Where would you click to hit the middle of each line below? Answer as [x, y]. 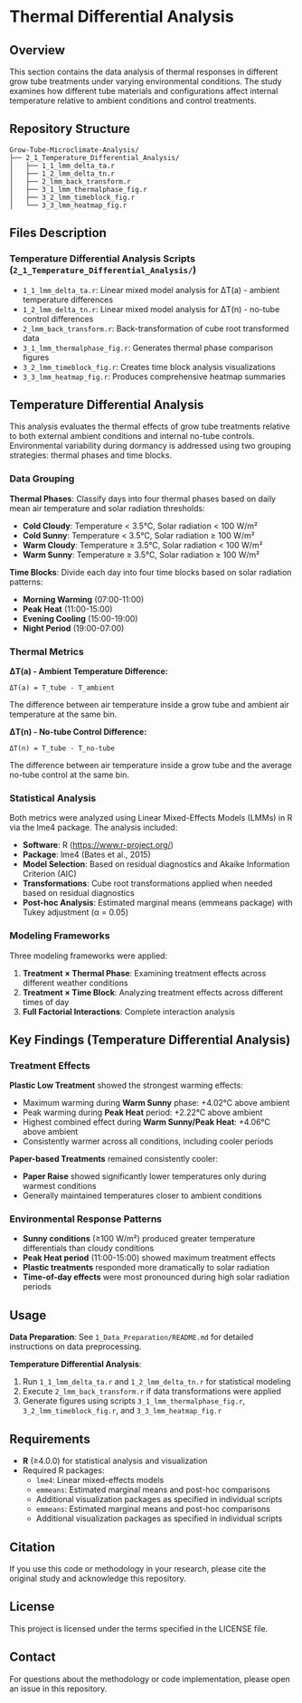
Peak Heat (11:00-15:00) [67, 609]
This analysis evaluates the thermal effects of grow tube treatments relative [150, 426]
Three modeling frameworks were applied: [89, 956]
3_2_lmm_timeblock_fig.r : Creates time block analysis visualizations [149, 366]
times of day [46, 1002]
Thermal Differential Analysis [122, 17]
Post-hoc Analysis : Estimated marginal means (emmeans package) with [158, 903]
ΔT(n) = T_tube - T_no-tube [62, 748]
